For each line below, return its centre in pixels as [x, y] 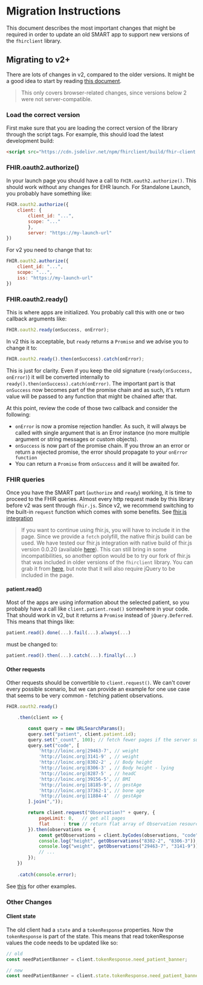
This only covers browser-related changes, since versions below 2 [104, 93]
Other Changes [29, 902]
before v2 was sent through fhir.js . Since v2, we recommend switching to [100, 506]
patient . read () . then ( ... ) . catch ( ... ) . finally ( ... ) [71, 655]
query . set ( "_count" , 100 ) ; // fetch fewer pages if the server [109, 740]
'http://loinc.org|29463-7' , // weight [89, 751]
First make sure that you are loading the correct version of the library [92, 128]
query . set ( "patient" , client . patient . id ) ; [82, 734]
